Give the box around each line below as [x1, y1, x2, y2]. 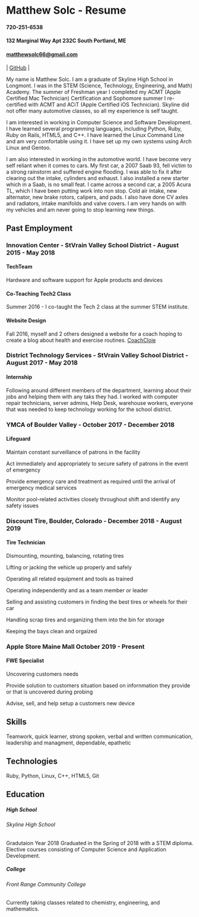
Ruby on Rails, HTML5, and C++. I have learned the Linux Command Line [6, 131, 185, 139]
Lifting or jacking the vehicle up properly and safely [6, 563, 132, 571]
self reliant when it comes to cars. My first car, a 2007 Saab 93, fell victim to [6, 162, 192, 169]
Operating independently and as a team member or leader [6, 586, 149, 593]
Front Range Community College [6, 881, 86, 888]
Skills [6, 717, 27, 727]
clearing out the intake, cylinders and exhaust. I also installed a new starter [6, 174, 189, 181]
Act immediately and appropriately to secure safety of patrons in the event [6, 460, 188, 467]
